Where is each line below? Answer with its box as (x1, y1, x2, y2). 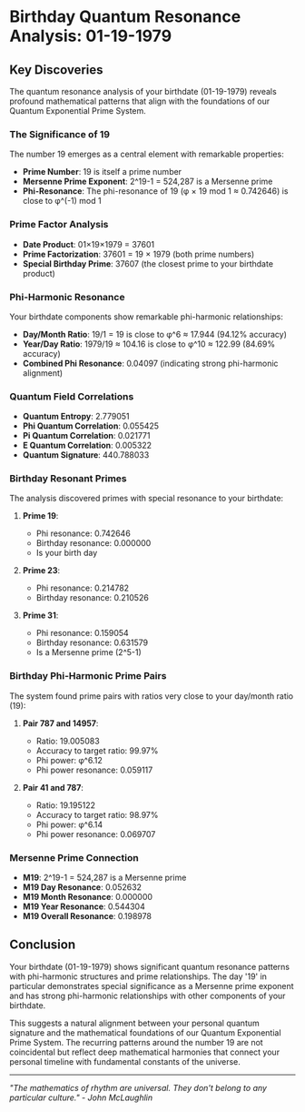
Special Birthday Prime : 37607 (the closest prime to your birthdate (22, 258, 274, 269)
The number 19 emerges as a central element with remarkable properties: (9, 148, 284, 160)
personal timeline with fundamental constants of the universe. (9, 1056, 241, 1067)
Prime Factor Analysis (9, 218, 109, 231)
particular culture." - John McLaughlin (9, 1092, 153, 1103)
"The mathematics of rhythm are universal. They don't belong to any (9, 1082, 268, 1093)
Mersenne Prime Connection (9, 851, 139, 864)
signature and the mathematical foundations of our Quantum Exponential (9, 1026, 281, 1038)
